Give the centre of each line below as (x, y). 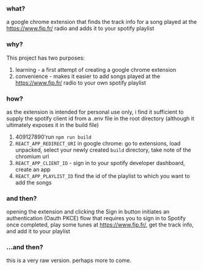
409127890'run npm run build (53, 137)
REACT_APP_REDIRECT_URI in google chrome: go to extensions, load (98, 143)
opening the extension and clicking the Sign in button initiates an (88, 212)
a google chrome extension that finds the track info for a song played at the (102, 22)
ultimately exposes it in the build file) (53, 125)
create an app (33, 169)
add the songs (33, 182)
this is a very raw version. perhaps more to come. (69, 260)
